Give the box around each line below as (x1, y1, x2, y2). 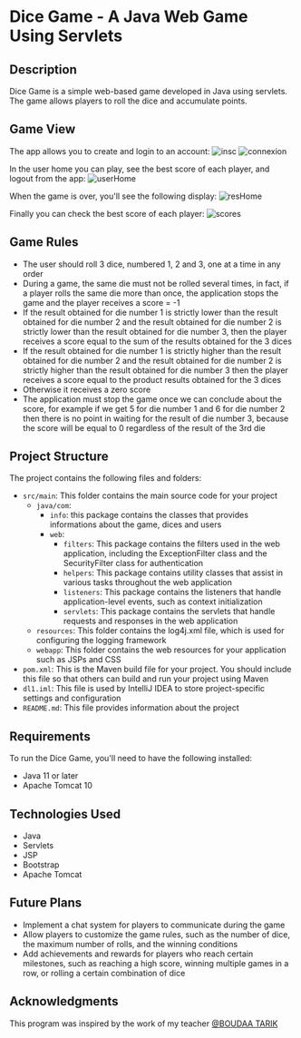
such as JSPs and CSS (35, 654, 121, 665)
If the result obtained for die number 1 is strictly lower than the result (22, 307, 278, 318)
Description (9, 62, 77, 77)
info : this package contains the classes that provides (49, 510, 249, 521)
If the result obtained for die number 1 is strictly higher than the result (22, 345, 282, 356)
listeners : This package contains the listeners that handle (63, 587, 282, 598)
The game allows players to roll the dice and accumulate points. (9, 95, 248, 106)
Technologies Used (9, 806, 121, 822)
